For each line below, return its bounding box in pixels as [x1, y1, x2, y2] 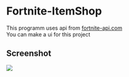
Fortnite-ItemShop [6, 4, 102, 18]
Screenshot [6, 49, 52, 59]
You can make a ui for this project [6, 30, 91, 38]
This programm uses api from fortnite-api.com [6, 24, 123, 32]
